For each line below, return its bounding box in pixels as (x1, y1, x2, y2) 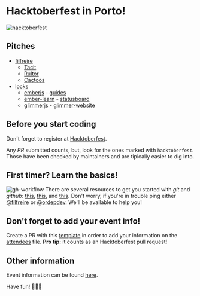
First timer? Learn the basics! (6, 170, 118, 180)
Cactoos (23, 76, 45, 83)
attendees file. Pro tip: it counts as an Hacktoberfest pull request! (6, 238, 168, 246)
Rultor (23, 70, 39, 77)
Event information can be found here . (6, 271, 98, 279)
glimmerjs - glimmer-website (23, 102, 95, 109)
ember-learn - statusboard (23, 95, 90, 102)
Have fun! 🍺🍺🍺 (6, 283, 43, 290)
